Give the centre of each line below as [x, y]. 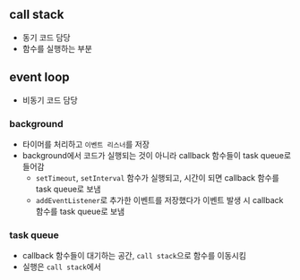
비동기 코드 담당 [50, 100]
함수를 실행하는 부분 [57, 48]
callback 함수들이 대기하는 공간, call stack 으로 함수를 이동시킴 [134, 256]
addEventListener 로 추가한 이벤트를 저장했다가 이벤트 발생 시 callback [159, 199]
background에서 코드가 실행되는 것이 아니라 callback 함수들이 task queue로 [157, 155]
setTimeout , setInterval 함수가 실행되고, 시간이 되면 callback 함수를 [157, 177]
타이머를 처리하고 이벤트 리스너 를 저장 [86, 144]
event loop [39, 77]
